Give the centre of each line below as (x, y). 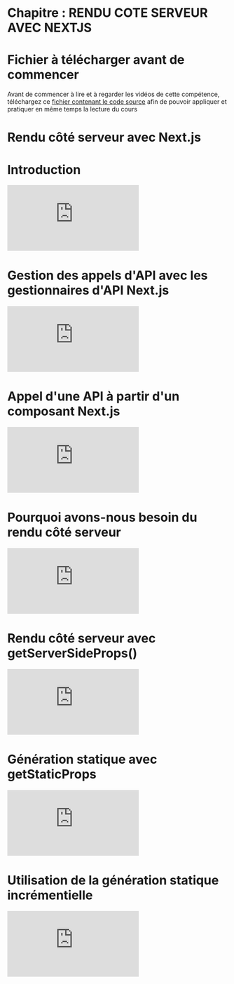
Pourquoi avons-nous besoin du (102, 518)
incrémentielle (50, 895)
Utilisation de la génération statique (113, 881)
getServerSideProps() (73, 653)
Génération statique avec (82, 760)
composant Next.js (64, 411)
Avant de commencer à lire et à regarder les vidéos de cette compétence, (113, 94)
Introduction (44, 169)
